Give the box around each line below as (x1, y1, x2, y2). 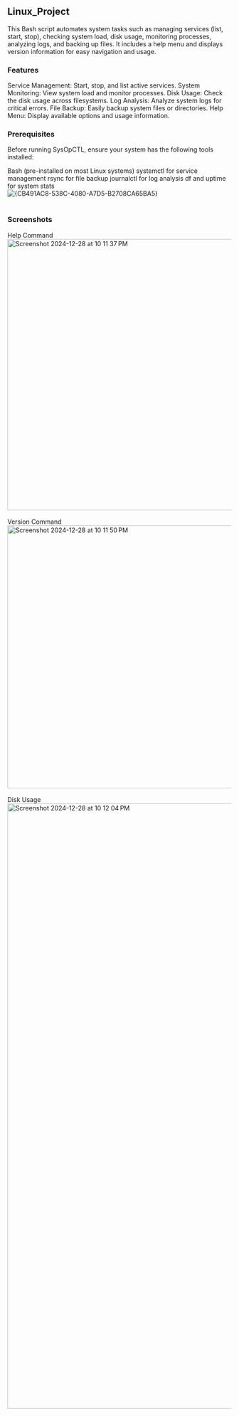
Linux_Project (7, 6, 70, 18)
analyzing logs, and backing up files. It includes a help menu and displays (7, 39, 223, 48)
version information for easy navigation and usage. (7, 47, 156, 56)
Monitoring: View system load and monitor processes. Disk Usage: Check (7, 89, 223, 97)
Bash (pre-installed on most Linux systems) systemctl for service (7, 167, 198, 175)
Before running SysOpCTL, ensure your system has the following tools (7, 145, 213, 154)
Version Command (7, 517, 62, 526)
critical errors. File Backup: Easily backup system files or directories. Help (7, 104, 224, 112)
